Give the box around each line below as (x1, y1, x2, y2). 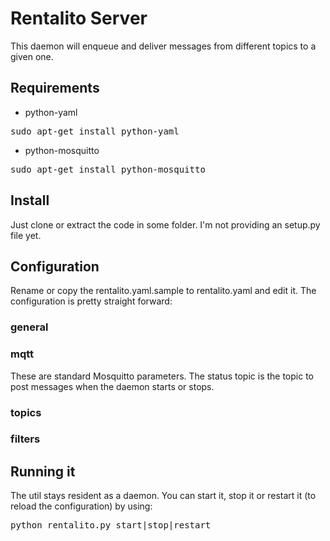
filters (10, 432, 41, 446)
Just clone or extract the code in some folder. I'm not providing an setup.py (10, 218, 321, 231)
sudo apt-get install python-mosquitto (10, 163, 206, 175)
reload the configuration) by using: (10, 500, 153, 512)
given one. (10, 50, 54, 62)
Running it (10, 463, 76, 480)
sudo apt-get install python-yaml (10, 125, 180, 137)
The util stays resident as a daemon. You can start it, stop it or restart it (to (10, 490, 317, 502)
